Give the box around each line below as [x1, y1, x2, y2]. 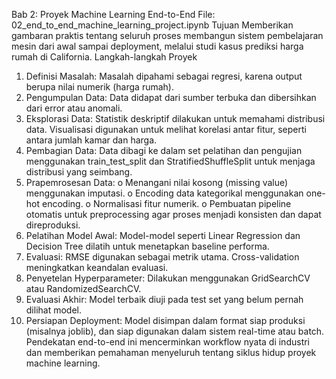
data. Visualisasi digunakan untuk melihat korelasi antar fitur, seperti [25, 124, 307, 135]
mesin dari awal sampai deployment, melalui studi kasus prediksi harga [11, 40, 304, 52]
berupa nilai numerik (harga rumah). [25, 81, 174, 93]
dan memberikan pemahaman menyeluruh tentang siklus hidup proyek [25, 347, 317, 358]
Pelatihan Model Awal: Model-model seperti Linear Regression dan [25, 230, 301, 241]
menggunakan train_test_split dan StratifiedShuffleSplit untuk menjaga [25, 155, 316, 167]
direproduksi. [25, 219, 81, 231]
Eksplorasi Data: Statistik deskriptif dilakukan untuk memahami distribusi [25, 113, 326, 124]
